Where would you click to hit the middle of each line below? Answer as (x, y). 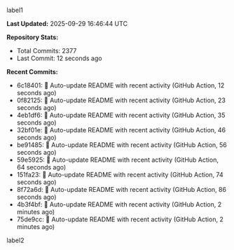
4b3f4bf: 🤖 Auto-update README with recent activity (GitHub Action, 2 (119, 204)
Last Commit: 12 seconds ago (59, 58)
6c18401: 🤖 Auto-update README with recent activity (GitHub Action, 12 (121, 85)
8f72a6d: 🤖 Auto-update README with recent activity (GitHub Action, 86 (122, 189)
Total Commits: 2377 (47, 51)
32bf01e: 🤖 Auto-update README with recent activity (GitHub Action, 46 (121, 130)
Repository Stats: (33, 37)
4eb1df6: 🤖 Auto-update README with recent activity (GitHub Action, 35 (121, 115)
